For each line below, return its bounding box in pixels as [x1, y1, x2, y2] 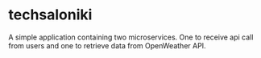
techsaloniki [8, 6, 93, 24]
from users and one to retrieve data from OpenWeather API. [8, 40, 207, 50]
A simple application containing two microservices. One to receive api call [8, 32, 254, 42]
